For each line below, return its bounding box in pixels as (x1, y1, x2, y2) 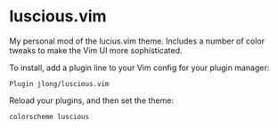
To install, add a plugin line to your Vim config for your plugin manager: (9, 62, 270, 73)
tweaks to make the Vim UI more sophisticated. (9, 44, 183, 55)
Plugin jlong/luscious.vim (9, 79, 110, 88)
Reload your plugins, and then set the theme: (9, 95, 174, 106)
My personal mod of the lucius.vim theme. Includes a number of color (9, 36, 266, 46)
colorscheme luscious (9, 112, 90, 121)
